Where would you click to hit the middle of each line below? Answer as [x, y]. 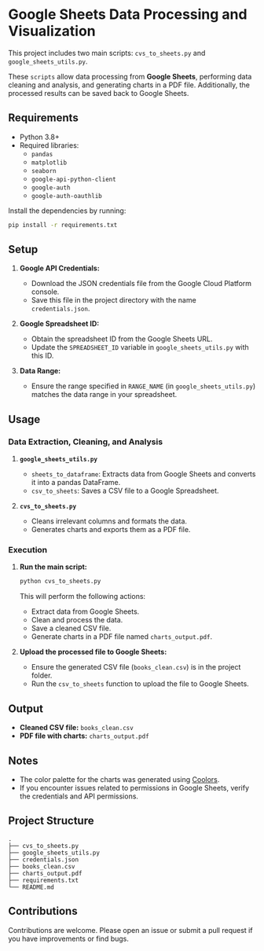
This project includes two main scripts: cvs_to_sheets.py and [107, 53]
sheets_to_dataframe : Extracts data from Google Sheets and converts [143, 474]
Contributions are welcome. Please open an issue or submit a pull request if [130, 930]
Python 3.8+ [40, 137]
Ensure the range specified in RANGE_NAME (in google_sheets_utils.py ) [143, 386]
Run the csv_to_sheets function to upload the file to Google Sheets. [140, 684]
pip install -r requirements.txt [63, 225]
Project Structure [51, 821]
